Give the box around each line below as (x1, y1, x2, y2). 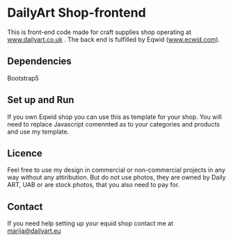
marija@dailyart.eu (7, 227, 61, 235)
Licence (7, 147, 43, 159)
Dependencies (7, 56, 72, 67)
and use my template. (7, 127, 70, 136)
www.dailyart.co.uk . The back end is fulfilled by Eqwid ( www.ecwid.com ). (7, 35, 220, 43)
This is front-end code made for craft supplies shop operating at (7, 28, 192, 36)
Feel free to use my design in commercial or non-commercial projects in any (7, 166, 226, 175)
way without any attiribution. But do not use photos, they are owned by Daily (7, 173, 226, 181)
